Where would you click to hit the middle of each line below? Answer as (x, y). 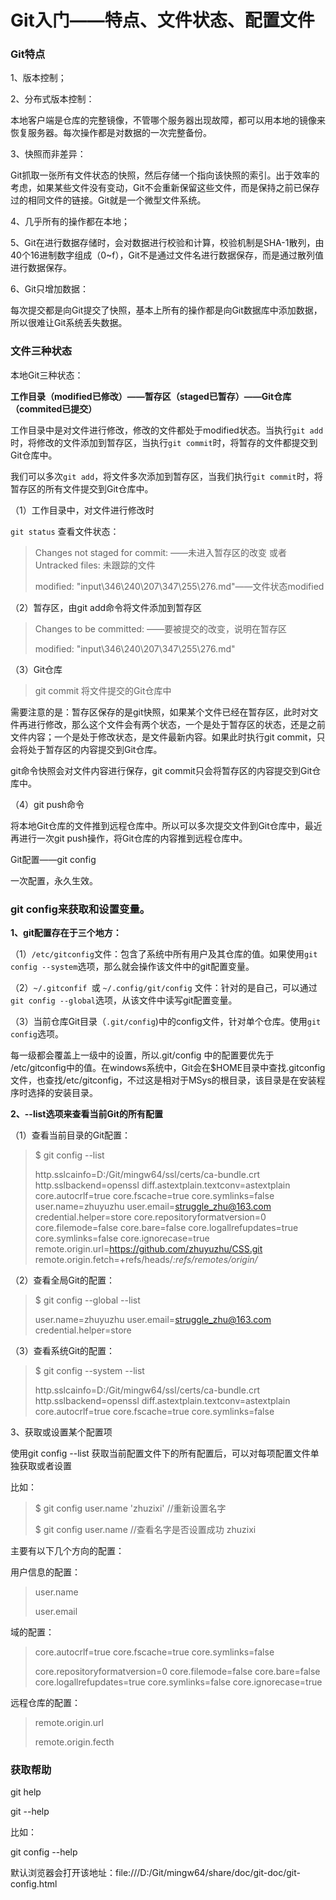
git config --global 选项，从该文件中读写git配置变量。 (124, 1000)
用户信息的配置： (45, 1572)
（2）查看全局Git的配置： (62, 1280)
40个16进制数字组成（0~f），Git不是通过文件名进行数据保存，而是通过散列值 (167, 255)
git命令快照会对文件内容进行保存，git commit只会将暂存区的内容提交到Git (161, 770)
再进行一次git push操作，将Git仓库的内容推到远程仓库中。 (129, 838)
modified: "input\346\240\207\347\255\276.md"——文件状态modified (179, 586)
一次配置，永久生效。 (54, 880)
